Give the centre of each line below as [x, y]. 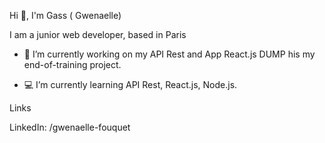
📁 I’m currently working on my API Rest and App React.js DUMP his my [169, 54]
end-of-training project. [72, 64]
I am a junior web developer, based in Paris [98, 34]
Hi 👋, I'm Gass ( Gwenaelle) [65, 15]
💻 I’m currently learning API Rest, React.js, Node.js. [130, 84]
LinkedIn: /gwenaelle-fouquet [70, 127]
